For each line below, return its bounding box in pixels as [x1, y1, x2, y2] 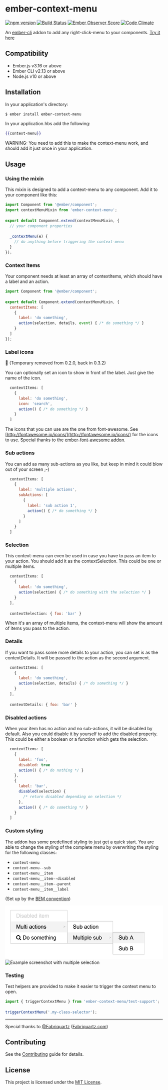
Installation [5, 88, 41, 96]
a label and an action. [5, 278, 49, 284]
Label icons [5, 348, 34, 355]
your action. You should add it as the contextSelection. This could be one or [5, 558, 161, 564]
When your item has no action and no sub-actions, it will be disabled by [5, 726, 152, 732]
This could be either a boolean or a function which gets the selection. [5, 736, 148, 742]
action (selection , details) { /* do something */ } [18, 681, 128, 686]
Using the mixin [5, 175, 44, 182]
